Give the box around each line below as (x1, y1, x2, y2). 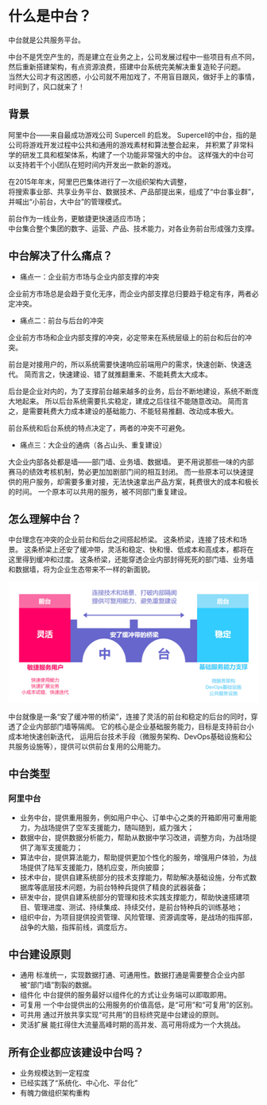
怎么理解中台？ (8, 512, 82, 525)
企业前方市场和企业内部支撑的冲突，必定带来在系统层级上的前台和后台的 (8, 332, 245, 342)
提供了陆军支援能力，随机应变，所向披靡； (26, 862, 167, 872)
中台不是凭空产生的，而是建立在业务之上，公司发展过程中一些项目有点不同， (8, 52, 259, 61)
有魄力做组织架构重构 (19, 1088, 90, 1098)
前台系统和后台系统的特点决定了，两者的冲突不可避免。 (8, 423, 189, 432)
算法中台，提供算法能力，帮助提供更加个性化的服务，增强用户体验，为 (19, 853, 250, 862)
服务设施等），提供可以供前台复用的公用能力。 (14, 741, 165, 751)
